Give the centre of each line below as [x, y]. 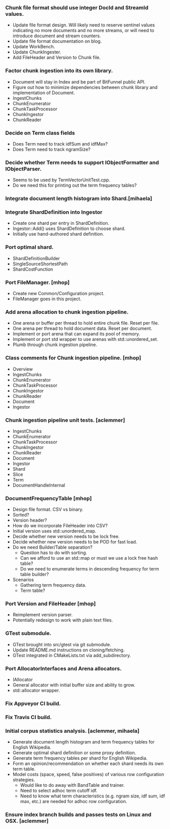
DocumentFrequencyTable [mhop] [49, 498]
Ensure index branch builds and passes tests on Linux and [78, 815]
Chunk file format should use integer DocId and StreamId [77, 8]
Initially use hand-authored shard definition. [58, 234]
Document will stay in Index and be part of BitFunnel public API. [79, 82]
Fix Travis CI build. [29, 717]
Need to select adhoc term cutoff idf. [59, 791]
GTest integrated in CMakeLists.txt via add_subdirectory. [72, 655]
